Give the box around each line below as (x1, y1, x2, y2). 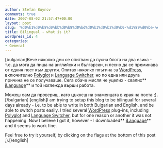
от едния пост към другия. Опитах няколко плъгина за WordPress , (5, 66, 143, 73)
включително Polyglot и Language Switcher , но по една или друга (5, 72, 140, 78)
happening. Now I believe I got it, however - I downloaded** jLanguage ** (5, 117, 151, 123)
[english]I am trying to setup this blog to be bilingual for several (29, 97, 156, 102)
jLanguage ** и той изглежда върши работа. (5, 82, 95, 88)
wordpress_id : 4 (5, 34, 38, 39)
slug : (5, 25, 16, 30)
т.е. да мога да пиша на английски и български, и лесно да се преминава (5, 62, 158, 67)
